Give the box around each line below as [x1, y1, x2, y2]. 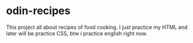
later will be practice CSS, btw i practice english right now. [6, 29, 148, 37]
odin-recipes [6, 4, 71, 18]
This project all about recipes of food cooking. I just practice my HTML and [6, 24, 188, 31]
